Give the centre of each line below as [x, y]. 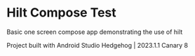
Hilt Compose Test [61, 13]
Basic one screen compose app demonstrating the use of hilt [95, 32]
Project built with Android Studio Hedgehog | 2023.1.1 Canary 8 [97, 45]
